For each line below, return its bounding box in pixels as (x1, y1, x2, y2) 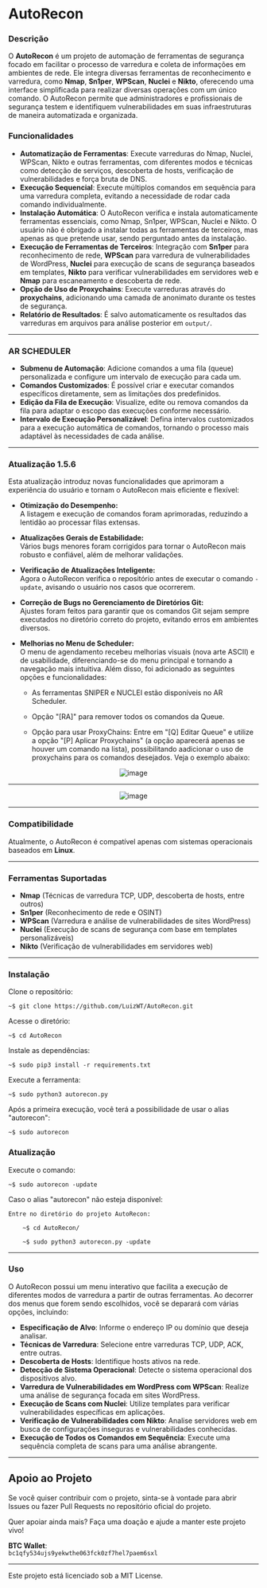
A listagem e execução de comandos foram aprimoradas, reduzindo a (19, 509, 249, 519)
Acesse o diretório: (8, 1016, 71, 1026)
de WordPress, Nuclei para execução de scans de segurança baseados (19, 258, 256, 268)
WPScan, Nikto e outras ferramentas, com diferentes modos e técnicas (19, 157, 253, 167)
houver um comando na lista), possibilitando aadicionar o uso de (31, 745, 244, 754)
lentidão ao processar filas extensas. (19, 517, 141, 527)
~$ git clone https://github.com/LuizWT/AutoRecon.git (8, 1002, 194, 1011)
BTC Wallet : (8, 1540, 48, 1551)
